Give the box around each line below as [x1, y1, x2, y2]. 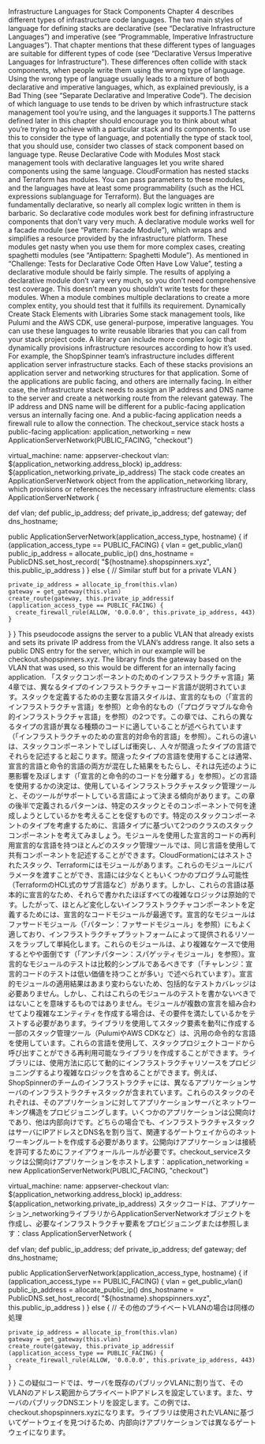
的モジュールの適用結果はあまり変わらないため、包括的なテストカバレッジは [8, 979, 257, 988]
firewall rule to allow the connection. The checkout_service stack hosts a [8, 419, 244, 428]
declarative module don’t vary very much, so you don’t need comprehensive [8, 276, 256, 285]
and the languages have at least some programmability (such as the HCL [8, 184, 244, 192]
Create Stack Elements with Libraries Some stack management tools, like [8, 309, 246, 319]
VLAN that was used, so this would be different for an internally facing [8, 663, 237, 672]
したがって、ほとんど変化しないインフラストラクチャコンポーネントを [21, 900, 248, 909]
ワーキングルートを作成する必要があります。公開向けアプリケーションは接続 [8, 1137, 256, 1146]
